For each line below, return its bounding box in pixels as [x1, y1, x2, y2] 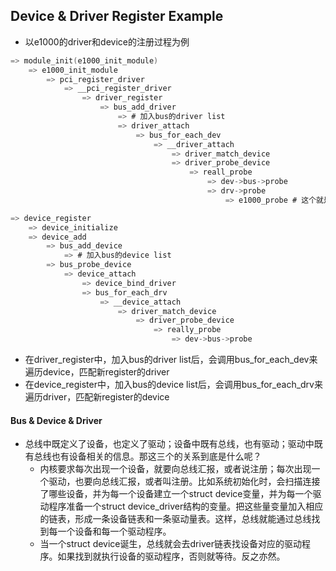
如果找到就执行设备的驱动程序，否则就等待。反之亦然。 [57, 550, 286, 563]
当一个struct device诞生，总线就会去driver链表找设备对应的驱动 [39, 538, 302, 550]
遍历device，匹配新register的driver [24, 366, 170, 378]
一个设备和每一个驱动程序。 [57, 525, 172, 538]
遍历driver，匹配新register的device [24, 391, 170, 403]
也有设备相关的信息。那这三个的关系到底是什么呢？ [51, 450, 262, 463]
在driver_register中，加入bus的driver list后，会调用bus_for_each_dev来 [24, 354, 318, 366]
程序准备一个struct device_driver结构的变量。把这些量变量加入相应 [48, 500, 324, 513]
